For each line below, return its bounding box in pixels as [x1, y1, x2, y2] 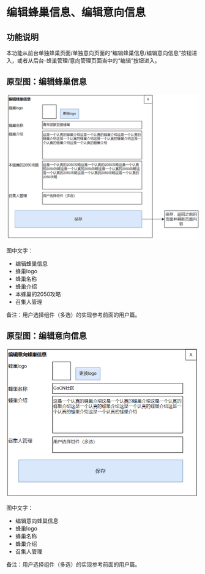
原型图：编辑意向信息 [6, 331, 87, 341]
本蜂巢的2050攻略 [15, 290, 61, 298]
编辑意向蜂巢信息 [15, 517, 59, 524]
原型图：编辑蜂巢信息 [6, 77, 87, 87]
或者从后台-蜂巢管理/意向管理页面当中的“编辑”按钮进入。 [17, 57, 160, 64]
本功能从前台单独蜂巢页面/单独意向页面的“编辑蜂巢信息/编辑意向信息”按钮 [6, 50, 192, 56]
